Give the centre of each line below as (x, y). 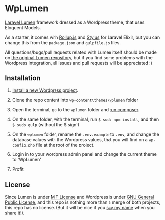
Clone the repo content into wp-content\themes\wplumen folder (75, 100)
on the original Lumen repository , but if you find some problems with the (79, 57)
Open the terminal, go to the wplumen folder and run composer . (76, 109)
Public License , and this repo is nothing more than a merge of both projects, (82, 202)
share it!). (15, 213)
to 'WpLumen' (27, 159)
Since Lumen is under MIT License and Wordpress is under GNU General (80, 197)
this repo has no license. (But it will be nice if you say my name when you (80, 207)
